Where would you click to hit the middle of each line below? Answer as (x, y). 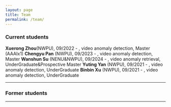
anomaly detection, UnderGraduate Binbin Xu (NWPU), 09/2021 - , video (82, 69)
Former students (26, 93)
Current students (27, 37)
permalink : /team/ (25, 19)
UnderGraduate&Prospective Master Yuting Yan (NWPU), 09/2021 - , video (84, 64)
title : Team (18, 15)
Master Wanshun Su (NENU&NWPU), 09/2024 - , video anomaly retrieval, (83, 59)
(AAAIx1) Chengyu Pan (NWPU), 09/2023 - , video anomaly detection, (79, 53)
